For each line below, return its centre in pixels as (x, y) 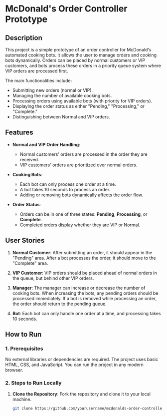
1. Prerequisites (24, 349)
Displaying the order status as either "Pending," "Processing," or (78, 106)
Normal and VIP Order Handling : (46, 144)
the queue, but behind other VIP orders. (53, 278)
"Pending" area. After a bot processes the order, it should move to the (84, 258)
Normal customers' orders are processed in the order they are (84, 154)
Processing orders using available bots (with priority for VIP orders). (82, 101)
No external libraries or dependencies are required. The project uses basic (82, 360)
